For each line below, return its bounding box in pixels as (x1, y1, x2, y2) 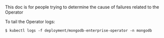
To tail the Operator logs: (5, 19, 55, 24)
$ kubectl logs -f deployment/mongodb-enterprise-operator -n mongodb (5, 28, 152, 33)
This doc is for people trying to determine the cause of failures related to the (5, 4, 159, 10)
